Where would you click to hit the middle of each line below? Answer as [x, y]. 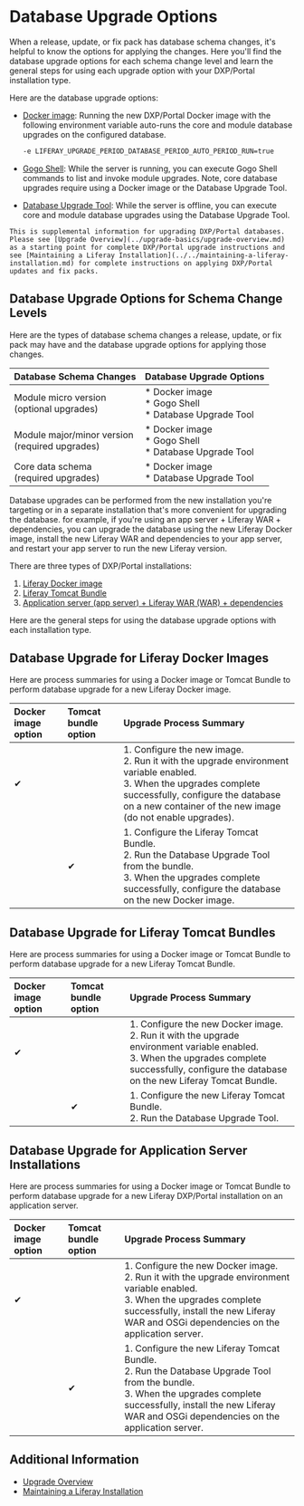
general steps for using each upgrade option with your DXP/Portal [132, 71]
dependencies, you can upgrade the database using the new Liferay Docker [151, 529]
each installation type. [51, 629]
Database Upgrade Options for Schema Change [146, 299]
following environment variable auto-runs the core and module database [157, 125]
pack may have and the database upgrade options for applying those [138, 344]
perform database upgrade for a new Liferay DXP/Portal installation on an [146, 1196]
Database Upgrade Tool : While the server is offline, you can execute [150, 205]
